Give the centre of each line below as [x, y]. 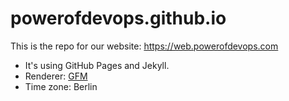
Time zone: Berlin [61, 86]
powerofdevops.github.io [118, 18]
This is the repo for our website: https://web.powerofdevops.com [144, 46]
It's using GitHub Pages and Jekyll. [97, 65]
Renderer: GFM [56, 76]
